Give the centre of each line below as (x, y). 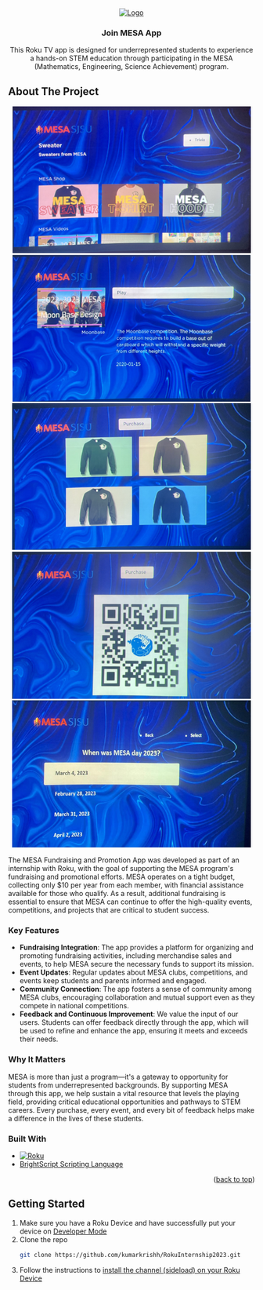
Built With (27, 1139)
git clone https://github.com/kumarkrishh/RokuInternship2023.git (130, 1255)
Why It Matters (37, 1059)
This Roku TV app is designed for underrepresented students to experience (131, 50)
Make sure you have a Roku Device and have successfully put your (128, 1223)
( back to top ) (234, 1179)
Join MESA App (131, 33)
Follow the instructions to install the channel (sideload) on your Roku (130, 1270)
